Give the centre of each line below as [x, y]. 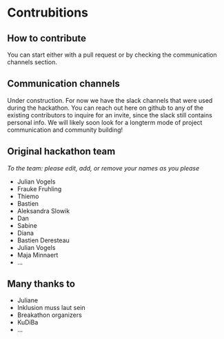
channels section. [32, 62]
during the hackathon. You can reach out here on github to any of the [105, 108]
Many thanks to [41, 284]
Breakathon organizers [50, 315]
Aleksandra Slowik [43, 211]
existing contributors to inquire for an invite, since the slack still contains [110, 115]
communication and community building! [65, 130]
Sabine [27, 225]
